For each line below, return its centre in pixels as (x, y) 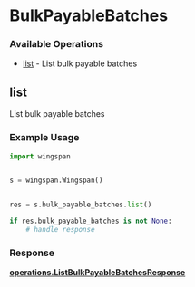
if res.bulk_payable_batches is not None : (91, 221)
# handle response (60, 230)
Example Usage (44, 138)
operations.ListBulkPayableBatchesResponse (97, 273)
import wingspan (40, 156)
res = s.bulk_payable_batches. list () (81, 205)
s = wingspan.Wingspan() (56, 181)
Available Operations (57, 44)
